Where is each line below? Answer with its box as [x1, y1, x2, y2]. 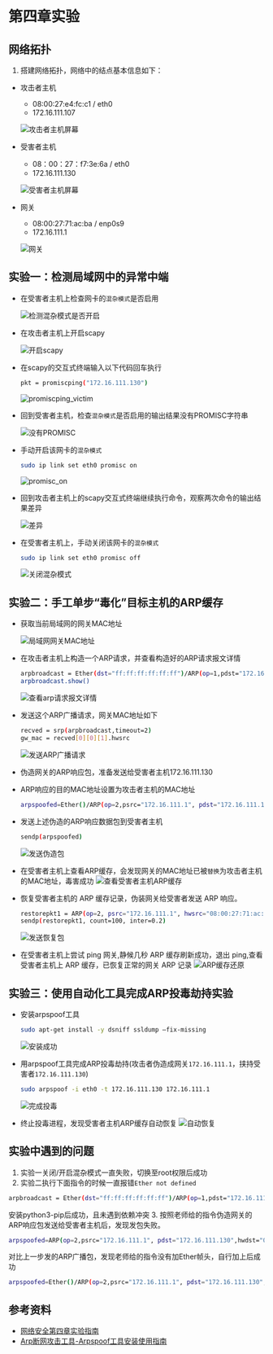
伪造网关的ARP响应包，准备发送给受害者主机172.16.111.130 [19, 767, 214, 777]
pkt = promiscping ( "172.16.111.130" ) [19, 379, 149, 387]
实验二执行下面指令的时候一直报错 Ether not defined [19, 1177, 197, 1187]
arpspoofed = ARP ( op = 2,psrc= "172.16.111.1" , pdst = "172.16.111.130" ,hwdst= [8, 1236, 260, 1244]
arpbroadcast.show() [19, 677, 90, 686]
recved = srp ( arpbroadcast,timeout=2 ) [19, 726, 152, 734]
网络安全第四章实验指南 [19, 1326, 99, 1336]
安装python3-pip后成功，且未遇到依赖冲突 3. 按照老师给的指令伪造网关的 [8, 1210, 253, 1220]
